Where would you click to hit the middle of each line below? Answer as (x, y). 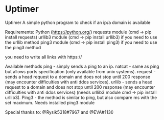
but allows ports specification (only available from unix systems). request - (80, 71)
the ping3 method (23, 47)
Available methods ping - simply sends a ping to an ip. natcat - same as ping (82, 66)
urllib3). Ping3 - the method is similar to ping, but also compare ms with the (81, 97)
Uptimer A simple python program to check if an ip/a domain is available (78, 22)
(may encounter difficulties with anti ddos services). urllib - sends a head (79, 82)
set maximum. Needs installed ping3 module (50, 102)
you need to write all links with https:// (44, 57)
